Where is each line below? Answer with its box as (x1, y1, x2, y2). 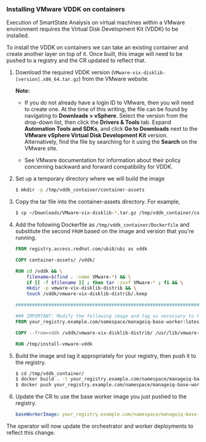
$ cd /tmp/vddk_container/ (15, 370, 85, 376)
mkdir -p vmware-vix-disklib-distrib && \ (26, 285, 137, 292)
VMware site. (24, 145, 58, 152)
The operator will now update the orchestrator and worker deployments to (6, 422, 194, 430)
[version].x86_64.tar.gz (15, 76, 79, 83)
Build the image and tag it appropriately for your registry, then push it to (15, 352, 196, 359)
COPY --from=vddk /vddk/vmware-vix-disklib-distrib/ (15, 330, 153, 336)
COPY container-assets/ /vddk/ (15, 257, 96, 263)
